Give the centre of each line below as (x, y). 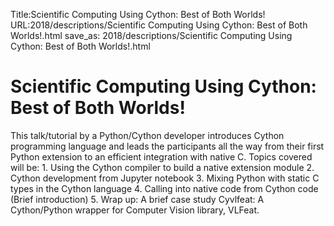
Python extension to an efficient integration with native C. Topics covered (161, 156)
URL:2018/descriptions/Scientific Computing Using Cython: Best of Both (159, 25)
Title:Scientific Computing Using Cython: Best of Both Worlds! (138, 14)
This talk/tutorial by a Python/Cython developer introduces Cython (147, 135)
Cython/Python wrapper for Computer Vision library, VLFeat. (135, 210)
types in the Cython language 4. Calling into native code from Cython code (164, 188)
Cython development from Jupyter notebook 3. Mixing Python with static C (165, 178)
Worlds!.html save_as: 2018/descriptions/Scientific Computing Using (151, 35)
